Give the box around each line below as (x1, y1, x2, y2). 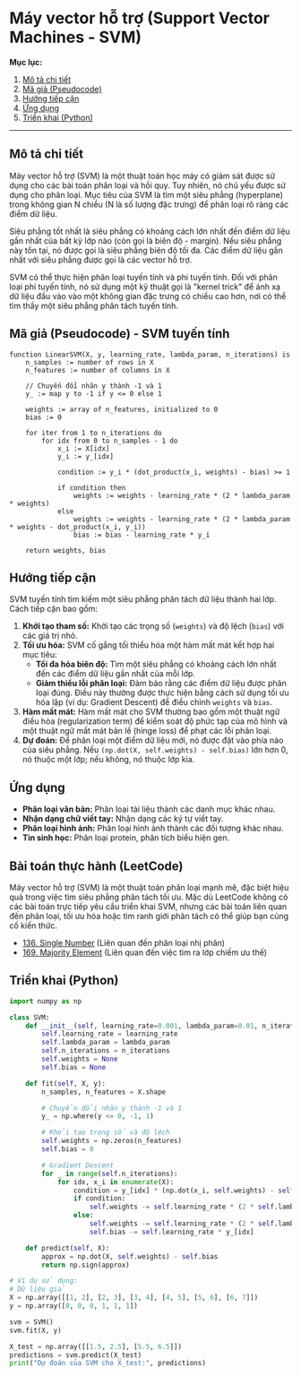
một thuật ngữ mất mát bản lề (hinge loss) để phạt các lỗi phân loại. (21, 726, 271, 736)
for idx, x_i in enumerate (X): (56, 1177, 175, 1186)
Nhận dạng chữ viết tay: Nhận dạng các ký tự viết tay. (21, 813, 224, 824)
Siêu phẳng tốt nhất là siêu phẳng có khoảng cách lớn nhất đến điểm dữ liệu (9, 226, 291, 236)
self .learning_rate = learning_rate (41, 1029, 178, 1038)
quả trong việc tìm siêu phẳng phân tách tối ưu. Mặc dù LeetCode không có (9, 891, 288, 902)
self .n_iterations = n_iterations (41, 1046, 170, 1055)
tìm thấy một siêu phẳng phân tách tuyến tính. (9, 300, 179, 311)
